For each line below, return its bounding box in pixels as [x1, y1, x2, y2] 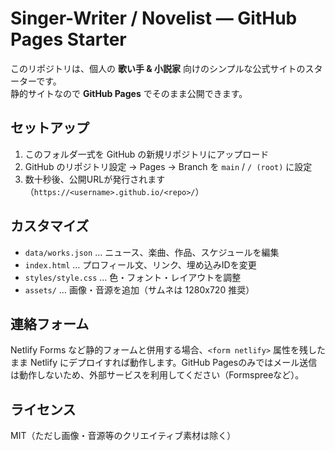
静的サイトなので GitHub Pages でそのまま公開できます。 [10, 87, 248, 99]
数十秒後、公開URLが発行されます [24, 173, 166, 185]
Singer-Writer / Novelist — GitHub [10, 7, 298, 30]
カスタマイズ [10, 218, 90, 235]
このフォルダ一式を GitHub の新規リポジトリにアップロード [24, 148, 270, 160]
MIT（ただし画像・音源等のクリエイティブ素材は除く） [10, 430, 237, 442]
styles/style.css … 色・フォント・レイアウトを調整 [24, 271, 242, 283]
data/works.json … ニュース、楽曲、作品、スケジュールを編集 [24, 246, 280, 258]
